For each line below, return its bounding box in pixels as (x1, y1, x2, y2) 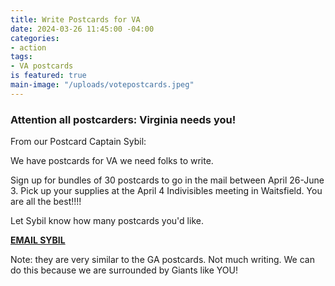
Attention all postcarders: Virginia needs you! (10, 112, 237, 126)
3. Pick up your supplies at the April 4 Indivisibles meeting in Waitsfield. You (10, 185, 323, 197)
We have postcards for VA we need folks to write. (10, 155, 214, 167)
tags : (10, 52, 33, 62)
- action (10, 42, 47, 53)
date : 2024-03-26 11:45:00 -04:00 (10, 24, 155, 34)
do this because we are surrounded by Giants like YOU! (10, 264, 238, 276)
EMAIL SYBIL (10, 234, 66, 246)
